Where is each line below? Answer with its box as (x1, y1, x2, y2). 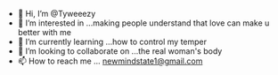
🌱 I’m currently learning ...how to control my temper (17, 36, 208, 47)
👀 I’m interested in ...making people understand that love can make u (17, 18, 270, 28)
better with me (17, 27, 71, 37)
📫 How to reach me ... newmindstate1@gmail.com (17, 56, 203, 66)
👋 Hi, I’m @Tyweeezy (17, 9, 96, 19)
